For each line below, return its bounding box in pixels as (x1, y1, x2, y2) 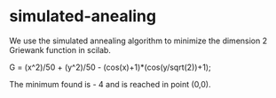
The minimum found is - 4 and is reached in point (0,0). (9, 79, 211, 89)
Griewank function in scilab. (9, 44, 111, 55)
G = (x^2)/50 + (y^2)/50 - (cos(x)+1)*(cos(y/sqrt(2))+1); (9, 62, 211, 72)
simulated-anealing (9, 6, 157, 26)
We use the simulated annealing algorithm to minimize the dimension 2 (9, 35, 268, 46)
